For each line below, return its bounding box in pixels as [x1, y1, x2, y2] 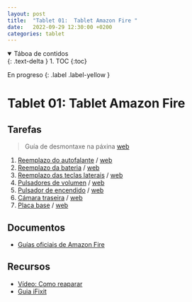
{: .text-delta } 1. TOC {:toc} [7, 57, 87, 66]
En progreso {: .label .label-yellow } [7, 71, 111, 79]
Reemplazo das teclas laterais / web [17, 171, 123, 180]
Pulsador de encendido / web [17, 186, 104, 194]
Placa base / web [17, 201, 69, 209]
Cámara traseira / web [17, 194, 83, 202]
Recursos [7, 261, 51, 273]
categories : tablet [7, 30, 65, 37]
